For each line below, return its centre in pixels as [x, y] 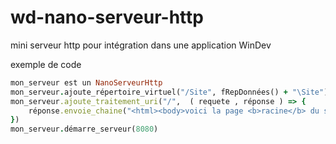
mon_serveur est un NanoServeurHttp [86, 82]
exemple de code [46, 64]
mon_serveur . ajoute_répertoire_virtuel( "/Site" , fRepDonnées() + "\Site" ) [169, 92]
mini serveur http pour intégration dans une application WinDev [141, 45]
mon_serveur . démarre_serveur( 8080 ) [84, 129]
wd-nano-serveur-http [107, 17]
